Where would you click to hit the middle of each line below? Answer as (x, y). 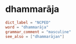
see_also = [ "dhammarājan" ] (35, 36)
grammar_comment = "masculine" (38, 32)
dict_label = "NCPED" (28, 22)
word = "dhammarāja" (27, 27)
